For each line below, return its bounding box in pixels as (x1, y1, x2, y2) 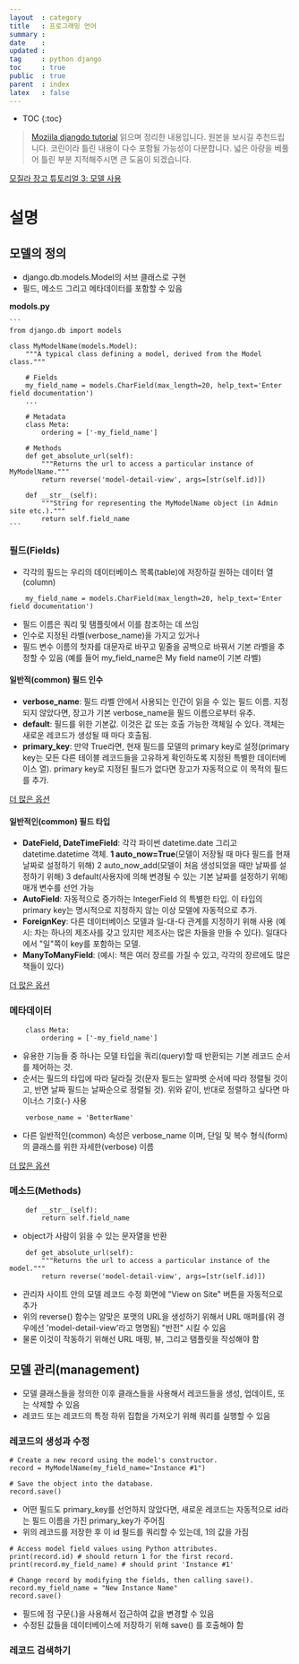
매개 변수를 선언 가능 (21, 883, 95, 893)
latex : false (9, 88, 70, 97)
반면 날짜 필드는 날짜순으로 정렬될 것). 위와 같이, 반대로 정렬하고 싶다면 (34, 1084, 280, 1094)
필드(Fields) (9, 545, 61, 557)
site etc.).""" (9, 506, 66, 516)
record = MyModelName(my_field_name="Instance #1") (9, 1463, 206, 1472)
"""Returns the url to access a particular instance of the (41, 1256, 270, 1265)
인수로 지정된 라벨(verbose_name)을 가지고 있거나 (21, 630, 201, 640)
